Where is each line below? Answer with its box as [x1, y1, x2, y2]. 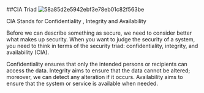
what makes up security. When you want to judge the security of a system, [6, 36, 195, 43]
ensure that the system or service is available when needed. [6, 80, 158, 87]
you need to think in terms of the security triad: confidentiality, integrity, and [6, 43, 198, 49]
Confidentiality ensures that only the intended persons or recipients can [6, 61, 188, 67]
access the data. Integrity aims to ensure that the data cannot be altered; [6, 67, 191, 74]
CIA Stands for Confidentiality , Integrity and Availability [6, 18, 147, 24]
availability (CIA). [6, 49, 50, 56]
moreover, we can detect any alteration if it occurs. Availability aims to [6, 74, 183, 80]
